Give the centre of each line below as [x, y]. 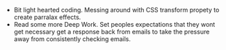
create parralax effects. [47, 17]
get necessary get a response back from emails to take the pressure [112, 32]
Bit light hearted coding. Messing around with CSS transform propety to [116, 10]
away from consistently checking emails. [72, 39]
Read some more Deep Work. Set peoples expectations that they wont [114, 24]
